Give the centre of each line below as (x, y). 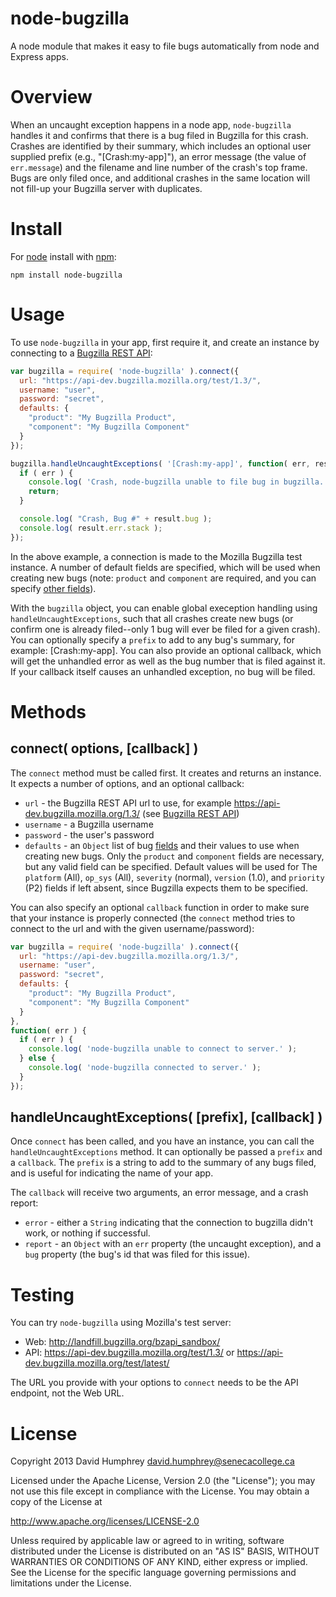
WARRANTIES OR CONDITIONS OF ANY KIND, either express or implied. (159, 1562)
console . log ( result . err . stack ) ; (91, 528)
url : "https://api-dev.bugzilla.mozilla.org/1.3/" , (129, 956)
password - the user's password (89, 834)
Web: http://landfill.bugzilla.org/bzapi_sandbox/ (122, 1342)
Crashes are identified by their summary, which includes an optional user (161, 146)
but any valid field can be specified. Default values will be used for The (171, 866)
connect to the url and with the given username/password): (132, 928)
